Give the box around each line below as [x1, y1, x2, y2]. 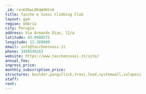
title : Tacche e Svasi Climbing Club [5, 12, 84, 17]
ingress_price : [5, 63, 37, 68]
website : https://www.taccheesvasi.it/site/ [5, 53, 99, 59]
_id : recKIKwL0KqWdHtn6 [5, 7, 55, 12]
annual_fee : [5, 58, 30, 63]
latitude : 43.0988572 [5, 35, 50, 40]
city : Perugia [5, 26, 35, 31]
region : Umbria [5, 21, 37, 26]
